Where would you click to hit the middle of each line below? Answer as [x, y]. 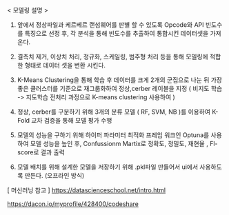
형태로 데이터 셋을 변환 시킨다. [65, 65]
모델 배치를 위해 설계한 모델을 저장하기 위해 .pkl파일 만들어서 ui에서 [108, 167]
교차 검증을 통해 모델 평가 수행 [71, 120]
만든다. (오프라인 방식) [54, 175]
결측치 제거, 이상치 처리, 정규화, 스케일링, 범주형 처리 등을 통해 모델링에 [112, 57]
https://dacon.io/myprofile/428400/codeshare [73, 204]
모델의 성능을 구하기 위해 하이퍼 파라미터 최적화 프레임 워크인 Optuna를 [113, 135]
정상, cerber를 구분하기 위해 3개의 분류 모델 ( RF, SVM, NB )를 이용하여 [113, 112]
